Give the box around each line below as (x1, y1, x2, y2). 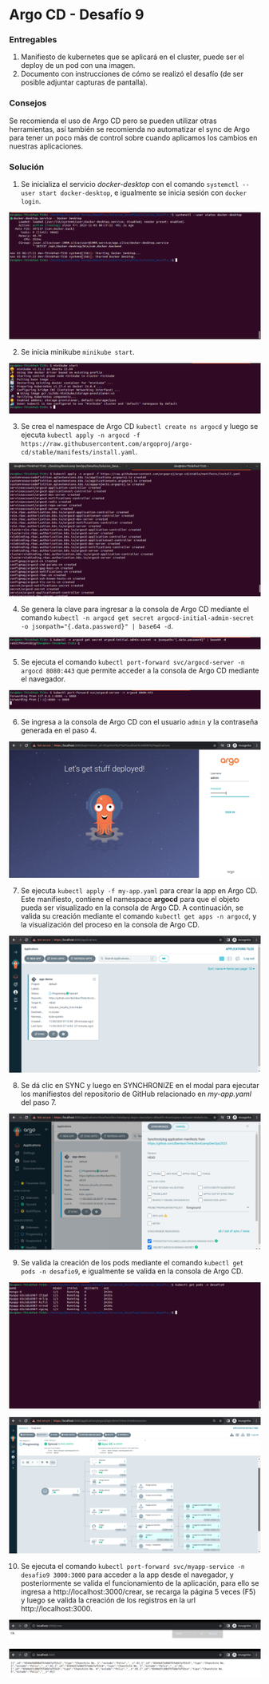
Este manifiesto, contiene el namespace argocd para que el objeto (20, 894, 240, 904)
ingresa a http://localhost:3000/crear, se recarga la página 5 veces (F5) (20, 1587, 256, 1596)
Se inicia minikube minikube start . (20, 347, 135, 356)
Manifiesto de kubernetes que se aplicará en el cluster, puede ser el (20, 52, 244, 62)
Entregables (9, 34, 57, 46)
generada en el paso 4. (20, 725, 97, 735)
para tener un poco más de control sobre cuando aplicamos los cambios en (9, 133, 258, 142)
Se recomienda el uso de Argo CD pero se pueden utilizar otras (9, 116, 218, 125)
